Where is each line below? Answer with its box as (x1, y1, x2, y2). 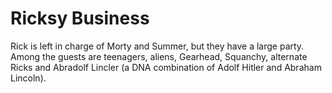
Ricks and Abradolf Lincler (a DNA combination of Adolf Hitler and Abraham (10, 61, 322, 73)
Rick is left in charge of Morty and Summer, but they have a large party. (10, 40, 305, 52)
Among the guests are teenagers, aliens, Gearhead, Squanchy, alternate (10, 50, 308, 62)
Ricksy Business (10, 7, 150, 30)
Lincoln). (10, 72, 47, 84)
